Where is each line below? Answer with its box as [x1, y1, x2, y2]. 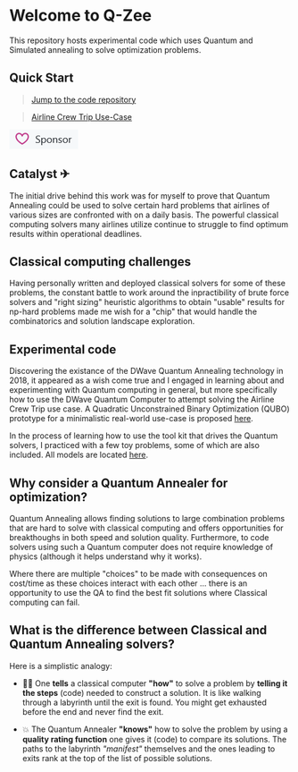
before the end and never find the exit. [21, 706, 164, 717]
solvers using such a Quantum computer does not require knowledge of [9, 542, 274, 552]
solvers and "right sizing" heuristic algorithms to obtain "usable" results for [9, 297, 286, 308]
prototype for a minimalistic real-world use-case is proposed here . [9, 413, 254, 424]
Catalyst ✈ [9, 166, 70, 182]
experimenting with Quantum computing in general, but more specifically [9, 385, 277, 395]
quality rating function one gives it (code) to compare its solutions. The [21, 734, 287, 744]
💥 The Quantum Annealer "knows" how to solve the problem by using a [21, 724, 288, 734]
